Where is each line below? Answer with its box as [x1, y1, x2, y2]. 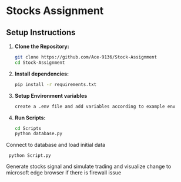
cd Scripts [14, 125, 42, 131]
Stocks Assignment [6, 4, 104, 18]
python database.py [14, 131, 63, 137]
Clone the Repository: [14, 43, 69, 50]
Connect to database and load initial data [6, 142, 106, 149]
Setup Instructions [6, 28, 76, 37]
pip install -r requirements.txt [14, 81, 97, 87]
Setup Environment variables [14, 92, 88, 99]
